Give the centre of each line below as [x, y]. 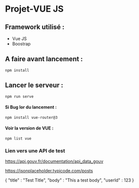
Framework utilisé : [35, 27]
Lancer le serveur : [34, 85]
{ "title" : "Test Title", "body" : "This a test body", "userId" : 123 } [69, 180]
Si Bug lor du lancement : [31, 107]
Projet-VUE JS [34, 9]
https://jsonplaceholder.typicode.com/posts [49, 171]
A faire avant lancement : [44, 59]
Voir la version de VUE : [29, 128]
